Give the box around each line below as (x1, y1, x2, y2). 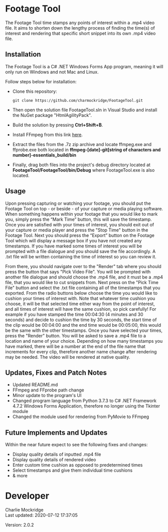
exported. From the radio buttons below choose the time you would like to (5, 290, 158, 296)
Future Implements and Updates (5, 428, 108, 437)
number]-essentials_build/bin (12, 152, 77, 158)
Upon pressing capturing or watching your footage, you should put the (5, 200, 151, 206)
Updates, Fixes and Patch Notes (5, 368, 107, 377)
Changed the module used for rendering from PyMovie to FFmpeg (12, 414, 149, 420)
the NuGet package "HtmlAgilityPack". (12, 112, 92, 118)
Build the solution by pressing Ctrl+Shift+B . (12, 121, 103, 128)
